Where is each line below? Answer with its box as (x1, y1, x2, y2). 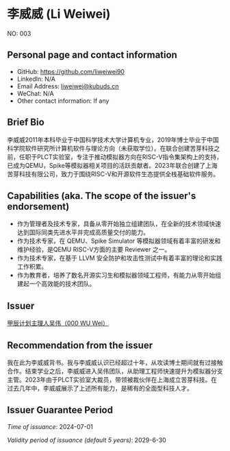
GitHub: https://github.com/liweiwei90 (16, 67, 125, 75)
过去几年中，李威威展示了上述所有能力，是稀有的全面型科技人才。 (7, 385, 193, 392)
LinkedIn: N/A (16, 75, 56, 83)
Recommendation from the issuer (7, 339, 153, 351)
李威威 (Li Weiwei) (7, 6, 111, 22)
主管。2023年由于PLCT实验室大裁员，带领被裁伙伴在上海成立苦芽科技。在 (7, 376, 218, 384)
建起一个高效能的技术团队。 (16, 280, 96, 288)
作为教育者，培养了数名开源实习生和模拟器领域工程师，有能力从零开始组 (16, 271, 221, 280)
